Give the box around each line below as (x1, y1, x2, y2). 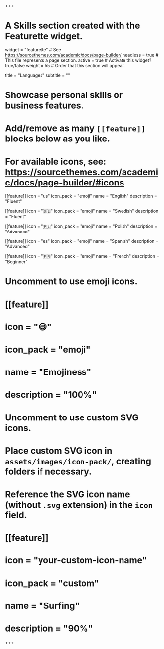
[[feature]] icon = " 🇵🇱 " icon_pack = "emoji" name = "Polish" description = (5, 223, 158, 229)
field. (5, 510, 27, 521)
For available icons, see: (5, 156, 107, 167)
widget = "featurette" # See (5, 46, 61, 52)
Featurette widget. (5, 31, 83, 42)
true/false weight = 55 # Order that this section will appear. (5, 62, 125, 68)
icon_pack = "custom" (5, 577, 100, 589)
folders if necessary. (5, 466, 92, 477)
